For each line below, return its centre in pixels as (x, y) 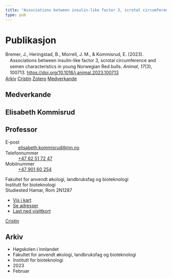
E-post (12, 142)
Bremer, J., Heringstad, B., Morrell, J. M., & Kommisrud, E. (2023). (74, 54)
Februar (21, 271)
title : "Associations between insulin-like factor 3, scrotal (73, 10)
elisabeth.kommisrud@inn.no (49, 147)
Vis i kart (22, 200)
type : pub (16, 15)
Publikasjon (31, 40)
